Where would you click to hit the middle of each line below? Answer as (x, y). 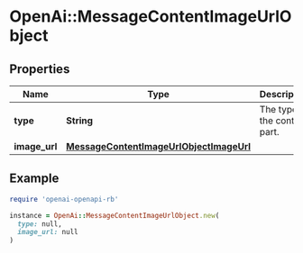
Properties (40, 69)
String (79, 121)
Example (34, 179)
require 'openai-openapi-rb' (64, 199)
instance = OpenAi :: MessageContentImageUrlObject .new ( (115, 215)
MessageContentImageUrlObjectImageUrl (158, 146)
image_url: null (48, 232)
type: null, (40, 224)
